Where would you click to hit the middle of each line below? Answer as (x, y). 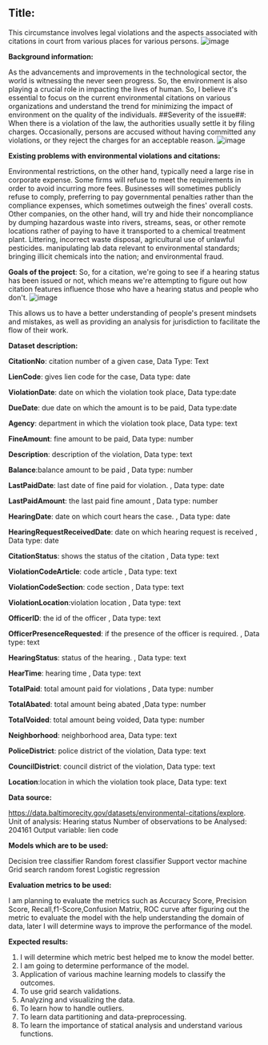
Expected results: (38, 942)
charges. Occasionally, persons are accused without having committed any (132, 131)
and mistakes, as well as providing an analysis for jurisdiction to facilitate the (134, 321)
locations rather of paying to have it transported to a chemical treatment (127, 231)
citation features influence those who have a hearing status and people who (134, 288)
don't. (18, 297)
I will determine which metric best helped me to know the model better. (137, 957)
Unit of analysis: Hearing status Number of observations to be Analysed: (128, 821)
